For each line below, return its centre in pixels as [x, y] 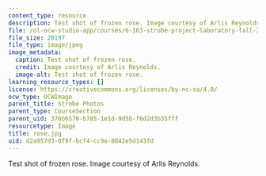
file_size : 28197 [37, 38]
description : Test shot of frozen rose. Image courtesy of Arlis [118, 23]
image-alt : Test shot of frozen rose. [80, 75]
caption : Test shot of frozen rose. [76, 60]
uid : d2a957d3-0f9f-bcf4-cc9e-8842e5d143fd [81, 141]
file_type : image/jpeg [46, 45]
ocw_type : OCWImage [40, 97]
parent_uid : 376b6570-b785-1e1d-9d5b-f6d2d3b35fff [93, 119]
